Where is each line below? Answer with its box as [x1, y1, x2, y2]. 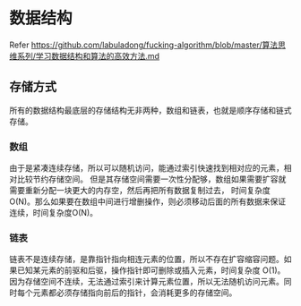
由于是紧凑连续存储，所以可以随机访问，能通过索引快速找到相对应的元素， [9, 163, 284, 174]
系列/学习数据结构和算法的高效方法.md [16, 50, 159, 61]
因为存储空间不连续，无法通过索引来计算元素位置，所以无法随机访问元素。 [9, 276, 284, 287]
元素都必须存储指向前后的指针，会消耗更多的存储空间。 [32, 287, 237, 298]
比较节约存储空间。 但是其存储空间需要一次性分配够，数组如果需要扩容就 [16, 174, 287, 184]
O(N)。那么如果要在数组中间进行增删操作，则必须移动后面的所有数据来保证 [9, 196, 287, 207]
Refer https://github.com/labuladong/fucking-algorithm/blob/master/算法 [9, 39, 279, 50]
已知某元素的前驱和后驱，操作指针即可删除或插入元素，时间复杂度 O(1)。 [16, 265, 286, 276]
